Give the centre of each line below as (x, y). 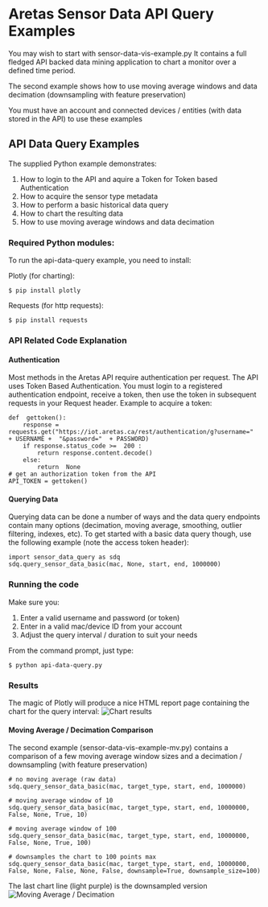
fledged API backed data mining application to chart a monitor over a (122, 62)
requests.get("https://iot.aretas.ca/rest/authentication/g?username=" (131, 432)
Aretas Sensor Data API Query (111, 14)
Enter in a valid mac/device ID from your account (101, 626)
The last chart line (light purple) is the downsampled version (108, 886)
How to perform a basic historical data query (94, 204)
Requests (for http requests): (56, 306)
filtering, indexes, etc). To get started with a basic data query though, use (130, 534)
